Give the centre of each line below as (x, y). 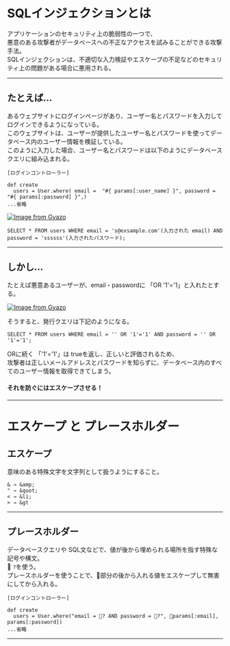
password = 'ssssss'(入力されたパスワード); (66, 238)
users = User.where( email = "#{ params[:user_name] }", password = (114, 191)
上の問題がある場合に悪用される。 (67, 68)
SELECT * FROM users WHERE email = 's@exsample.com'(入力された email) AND (115, 231)
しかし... (25, 267)
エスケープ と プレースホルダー (93, 426)
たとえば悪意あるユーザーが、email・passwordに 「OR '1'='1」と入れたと (110, 285)
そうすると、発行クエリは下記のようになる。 (70, 321)
